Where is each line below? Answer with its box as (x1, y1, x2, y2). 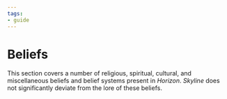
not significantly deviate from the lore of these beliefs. (7, 84, 162, 92)
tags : (7, 10, 23, 17)
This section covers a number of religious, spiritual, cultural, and (7, 69, 191, 78)
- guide (7, 17, 30, 24)
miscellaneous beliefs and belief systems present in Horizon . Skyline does (7, 77, 221, 85)
